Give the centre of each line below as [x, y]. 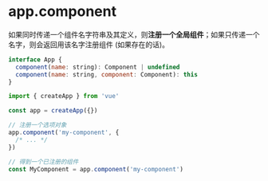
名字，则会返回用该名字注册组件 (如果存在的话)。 [89, 44]
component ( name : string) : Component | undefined [98, 67]
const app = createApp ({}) [53, 111]
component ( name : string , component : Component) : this [106, 74]
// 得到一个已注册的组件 [43, 162]
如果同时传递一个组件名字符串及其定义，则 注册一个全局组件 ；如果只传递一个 [134, 34]
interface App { [35, 59]
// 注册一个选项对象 [37, 125]
